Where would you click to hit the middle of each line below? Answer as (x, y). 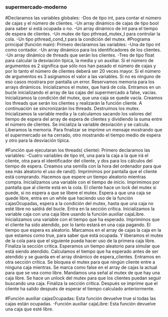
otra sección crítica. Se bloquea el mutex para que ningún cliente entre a (80, 262)
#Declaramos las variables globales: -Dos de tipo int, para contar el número (83, 18)
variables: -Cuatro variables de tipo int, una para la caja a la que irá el (77, 155)
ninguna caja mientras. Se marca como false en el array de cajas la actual (81, 267)
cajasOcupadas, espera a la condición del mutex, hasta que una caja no (79, 204)
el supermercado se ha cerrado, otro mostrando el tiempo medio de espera (83, 135)
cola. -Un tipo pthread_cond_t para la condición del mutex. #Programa (78, 39)
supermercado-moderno (36, 7)
